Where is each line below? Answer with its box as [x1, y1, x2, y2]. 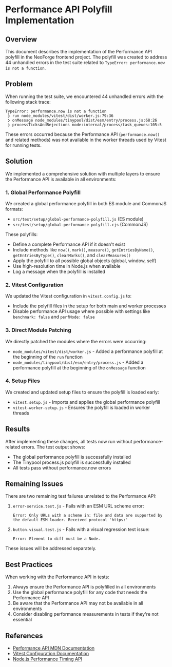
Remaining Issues [5, 480, 63, 488]
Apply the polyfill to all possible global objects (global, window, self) [12, 258, 157, 264]
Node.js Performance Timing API [12, 656, 83, 662]
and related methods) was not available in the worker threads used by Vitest [5, 136, 167, 143]
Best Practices [5, 560, 53, 569]
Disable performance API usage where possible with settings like [12, 308, 150, 315]
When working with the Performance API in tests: [5, 574, 109, 580]
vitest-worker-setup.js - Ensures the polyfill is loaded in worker [12, 404, 150, 410]
